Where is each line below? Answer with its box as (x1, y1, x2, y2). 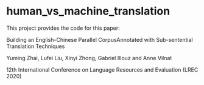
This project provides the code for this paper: (6, 24, 120, 32)
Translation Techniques (6, 42, 65, 50)
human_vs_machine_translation (6, 4, 171, 18)
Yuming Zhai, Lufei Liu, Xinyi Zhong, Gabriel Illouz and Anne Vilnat (6, 54, 172, 61)
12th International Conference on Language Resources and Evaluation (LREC (6, 66, 199, 73)
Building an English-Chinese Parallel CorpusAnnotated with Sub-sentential (6, 36, 193, 43)
